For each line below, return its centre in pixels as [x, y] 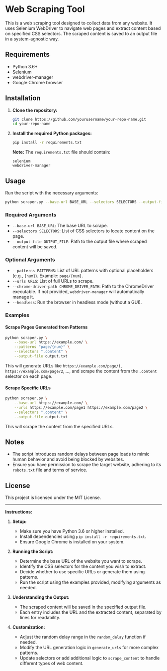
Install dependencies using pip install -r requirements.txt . [83, 536]
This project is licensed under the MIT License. [53, 498]
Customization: [29, 627]
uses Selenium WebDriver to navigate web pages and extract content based [83, 28]
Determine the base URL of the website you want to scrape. [81, 561]
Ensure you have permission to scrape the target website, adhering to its [87, 465]
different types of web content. [51, 664]
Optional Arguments [30, 260]
